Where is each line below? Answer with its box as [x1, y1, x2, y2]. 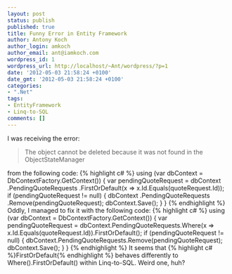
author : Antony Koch [7, 37, 68, 44]
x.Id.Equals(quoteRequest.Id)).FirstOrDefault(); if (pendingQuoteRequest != [7, 228, 224, 237]
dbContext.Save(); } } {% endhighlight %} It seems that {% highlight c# [7, 243, 213, 252]
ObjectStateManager [24, 155, 85, 164]
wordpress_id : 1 [7, 56, 55, 63]
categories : [7, 82, 42, 89]
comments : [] [7, 115, 46, 122]
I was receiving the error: [7, 134, 80, 143]
